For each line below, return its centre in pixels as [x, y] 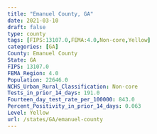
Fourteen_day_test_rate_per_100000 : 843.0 [71, 100]
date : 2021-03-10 [33, 21]
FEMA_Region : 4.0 [33, 73]
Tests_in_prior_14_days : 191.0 [54, 93]
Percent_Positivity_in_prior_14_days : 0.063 [74, 106]
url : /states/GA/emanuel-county [55, 119]
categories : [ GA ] [33, 47]
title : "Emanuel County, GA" [50, 14]
